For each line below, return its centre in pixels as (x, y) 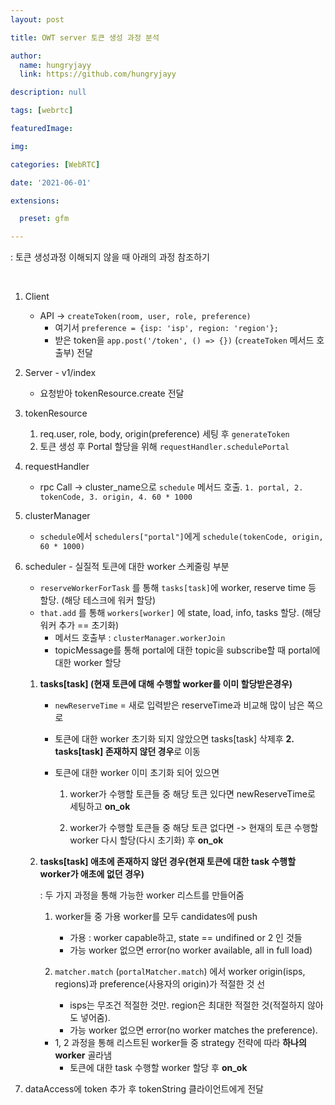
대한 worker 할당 (88, 663)
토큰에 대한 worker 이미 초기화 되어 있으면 (137, 773)
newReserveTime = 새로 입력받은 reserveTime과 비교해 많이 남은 (179, 705)
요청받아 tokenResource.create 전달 (112, 393)
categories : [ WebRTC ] (55, 164)
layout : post (37, 19)
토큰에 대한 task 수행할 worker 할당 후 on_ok (158, 1068)
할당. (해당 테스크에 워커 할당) (98, 600)
